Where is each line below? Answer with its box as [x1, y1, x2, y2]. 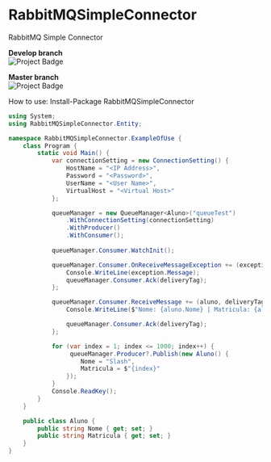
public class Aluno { [23, 417, 95, 425]
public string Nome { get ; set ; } [37, 424, 153, 433]
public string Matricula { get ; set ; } [37, 432, 172, 440]
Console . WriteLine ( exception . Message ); [65, 268, 200, 276]
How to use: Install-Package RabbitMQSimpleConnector [8, 96, 195, 106]
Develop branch [8, 48, 63, 57]
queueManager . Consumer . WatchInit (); [51, 246, 175, 254]
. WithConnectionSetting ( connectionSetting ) [65, 216, 215, 225]
